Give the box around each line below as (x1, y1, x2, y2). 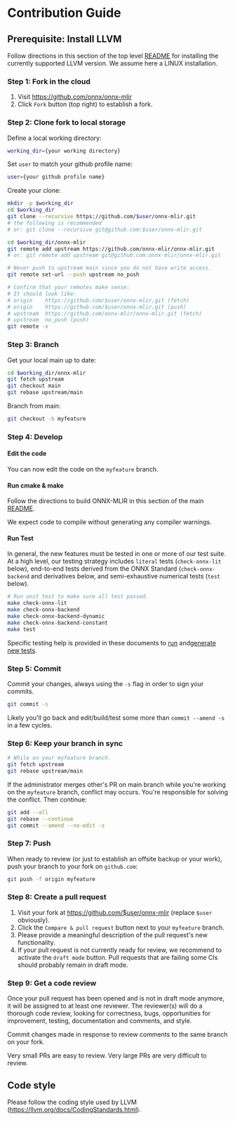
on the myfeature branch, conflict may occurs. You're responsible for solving (7, 787, 229, 796)
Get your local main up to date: (7, 355, 97, 364)
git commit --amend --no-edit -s (7, 822, 105, 829)
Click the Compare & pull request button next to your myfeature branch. (17, 923, 224, 932)
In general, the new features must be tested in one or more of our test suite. (7, 550, 227, 558)
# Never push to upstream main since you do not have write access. (7, 265, 212, 272)
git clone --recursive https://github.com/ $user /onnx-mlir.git (7, 213, 196, 220)
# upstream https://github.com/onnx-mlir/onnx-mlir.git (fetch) (7, 310, 202, 317)
